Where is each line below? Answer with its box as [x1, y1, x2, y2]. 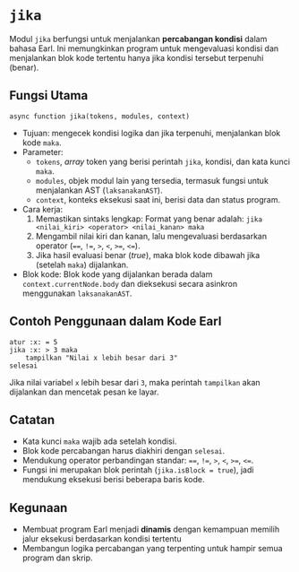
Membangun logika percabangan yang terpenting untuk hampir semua [21, 543, 284, 554]
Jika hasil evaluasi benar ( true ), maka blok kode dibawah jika [35, 249, 261, 260]
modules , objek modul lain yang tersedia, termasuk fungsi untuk [35, 175, 269, 186]
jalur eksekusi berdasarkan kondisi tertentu [21, 533, 182, 544]
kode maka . [21, 137, 62, 148]
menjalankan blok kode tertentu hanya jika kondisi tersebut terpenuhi [9, 52, 264, 63]
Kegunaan [9, 500, 68, 516]
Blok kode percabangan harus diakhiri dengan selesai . [21, 446, 226, 456]
